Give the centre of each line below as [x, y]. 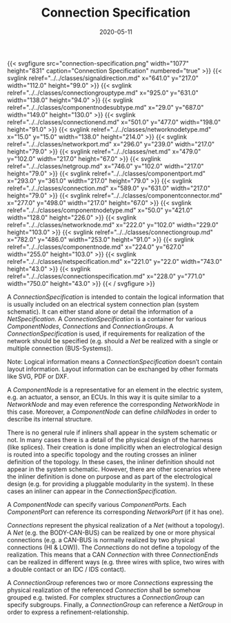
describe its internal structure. [50, 419]
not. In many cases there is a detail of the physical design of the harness [110, 439]
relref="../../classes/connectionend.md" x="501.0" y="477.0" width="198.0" [114, 122]
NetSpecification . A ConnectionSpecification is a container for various [107, 318]
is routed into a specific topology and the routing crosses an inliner [102, 454]
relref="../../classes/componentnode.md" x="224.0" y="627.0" [96, 247]
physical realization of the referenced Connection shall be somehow [104, 590]
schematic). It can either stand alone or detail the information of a [100, 311]
